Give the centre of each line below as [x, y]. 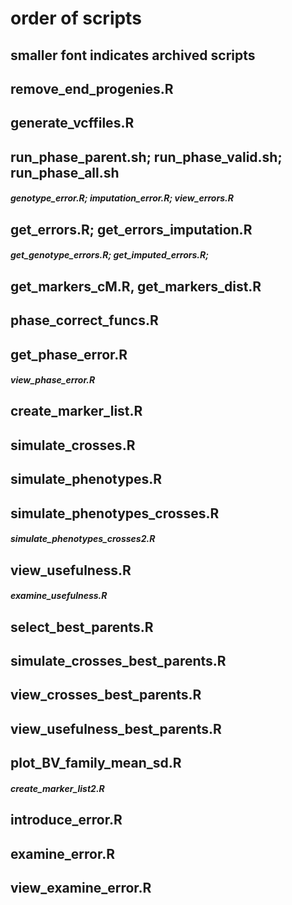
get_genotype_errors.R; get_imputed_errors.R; [109, 255]
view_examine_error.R [81, 887]
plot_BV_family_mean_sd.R [96, 763]
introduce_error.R [66, 820]
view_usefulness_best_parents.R [116, 728]
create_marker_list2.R [57, 788]
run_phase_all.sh [65, 172]
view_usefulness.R [71, 570]
